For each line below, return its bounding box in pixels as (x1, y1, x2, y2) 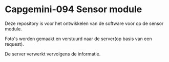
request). (5, 41, 24, 47)
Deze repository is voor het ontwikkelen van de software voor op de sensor (5, 20, 164, 26)
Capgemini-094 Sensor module (5, 4, 142, 15)
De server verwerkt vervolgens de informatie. (5, 51, 101, 57)
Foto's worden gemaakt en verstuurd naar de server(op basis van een (5, 36, 152, 42)
